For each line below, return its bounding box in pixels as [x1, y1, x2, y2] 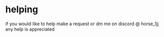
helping [5, 4, 38, 15]
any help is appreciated [5, 26, 55, 32]
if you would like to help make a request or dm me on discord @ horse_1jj [5, 21, 159, 27]
